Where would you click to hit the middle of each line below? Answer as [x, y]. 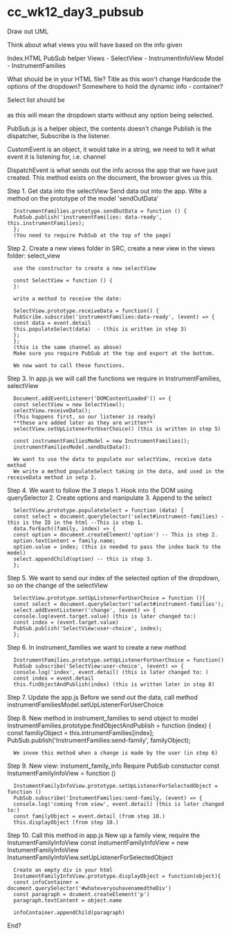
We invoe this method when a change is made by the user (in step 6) [115, 753]
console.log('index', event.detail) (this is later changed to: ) [111, 672]
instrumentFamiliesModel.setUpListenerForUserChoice [85, 705]
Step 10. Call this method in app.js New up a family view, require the [104, 835]
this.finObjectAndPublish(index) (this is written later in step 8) [114, 684]
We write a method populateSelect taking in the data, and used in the [119, 471]
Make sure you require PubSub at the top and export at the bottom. [114, 353]
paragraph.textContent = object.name [68, 900]
